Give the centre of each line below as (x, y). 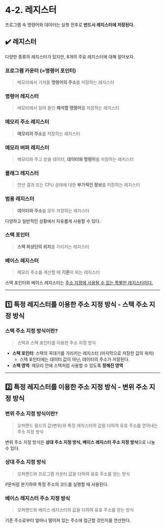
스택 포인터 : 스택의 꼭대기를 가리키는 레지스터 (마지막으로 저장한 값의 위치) (83, 353)
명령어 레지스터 (22, 96)
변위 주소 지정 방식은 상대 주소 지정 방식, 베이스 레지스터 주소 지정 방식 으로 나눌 (80, 442)
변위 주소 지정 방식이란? (31, 414)
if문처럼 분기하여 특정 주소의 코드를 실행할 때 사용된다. (57, 484)
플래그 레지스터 (22, 173)
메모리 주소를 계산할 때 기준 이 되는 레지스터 (58, 272)
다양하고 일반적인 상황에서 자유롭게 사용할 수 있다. (53, 221)
